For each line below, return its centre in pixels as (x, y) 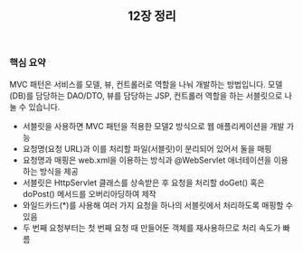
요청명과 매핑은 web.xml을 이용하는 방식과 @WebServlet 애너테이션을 (147, 160)
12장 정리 (152, 16)
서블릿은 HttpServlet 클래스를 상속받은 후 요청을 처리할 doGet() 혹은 (143, 183)
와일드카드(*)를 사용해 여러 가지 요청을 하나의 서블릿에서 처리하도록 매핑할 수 (158, 205)
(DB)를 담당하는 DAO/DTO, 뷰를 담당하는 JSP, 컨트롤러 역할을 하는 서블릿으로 (146, 95)
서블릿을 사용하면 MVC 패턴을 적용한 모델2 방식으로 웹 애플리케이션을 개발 (153, 126)
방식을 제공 (59, 171)
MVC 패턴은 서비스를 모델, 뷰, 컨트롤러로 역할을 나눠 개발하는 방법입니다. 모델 (146, 84)
